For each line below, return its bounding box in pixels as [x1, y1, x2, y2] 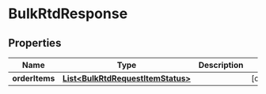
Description [198, 60, 244, 70]
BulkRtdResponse [8, 5, 128, 23]
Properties [8, 36, 62, 50]
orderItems [12, 73, 55, 84]
